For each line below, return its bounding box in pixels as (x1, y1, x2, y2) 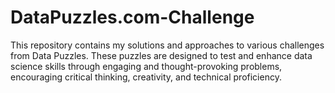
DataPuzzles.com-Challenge (10, 6, 255, 29)
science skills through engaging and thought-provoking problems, (10, 60, 283, 72)
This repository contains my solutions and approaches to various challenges (10, 39, 325, 51)
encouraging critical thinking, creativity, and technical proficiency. (10, 71, 282, 83)
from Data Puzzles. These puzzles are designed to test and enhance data (10, 49, 313, 61)
